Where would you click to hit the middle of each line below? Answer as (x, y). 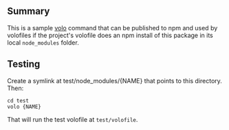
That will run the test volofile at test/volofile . (73, 119)
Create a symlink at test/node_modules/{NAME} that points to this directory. (115, 80)
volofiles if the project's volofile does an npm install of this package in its (110, 35)
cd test (18, 100)
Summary (29, 11)
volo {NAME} (24, 107)
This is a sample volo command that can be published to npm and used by (112, 28)
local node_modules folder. (43, 42)
